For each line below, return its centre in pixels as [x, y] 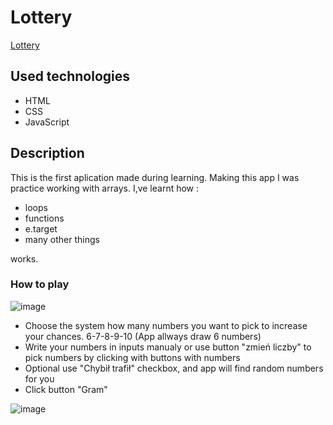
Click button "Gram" [66, 389]
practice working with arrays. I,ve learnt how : [105, 188]
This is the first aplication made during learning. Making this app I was [155, 177]
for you [39, 378]
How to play [40, 284]
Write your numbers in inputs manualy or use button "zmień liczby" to [168, 347]
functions [44, 218]
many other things [62, 239]
